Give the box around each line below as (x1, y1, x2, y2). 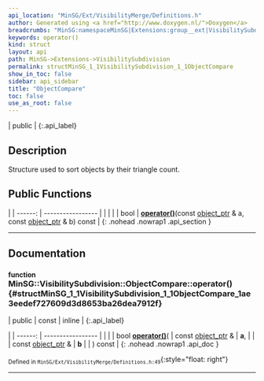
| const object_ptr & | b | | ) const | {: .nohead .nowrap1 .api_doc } (8, 339, 219, 349)
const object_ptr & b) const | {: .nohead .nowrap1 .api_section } (8, 216, 212, 226)
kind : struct (8, 41, 51, 49)
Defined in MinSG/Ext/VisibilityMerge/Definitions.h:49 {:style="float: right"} (8, 355, 229, 366)
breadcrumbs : (8, 26, 51, 34)
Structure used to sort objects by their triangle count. (8, 165, 181, 174)
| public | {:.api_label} (8, 121, 77, 131)
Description (8, 143, 67, 157)
